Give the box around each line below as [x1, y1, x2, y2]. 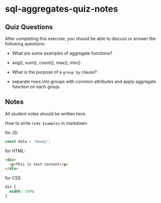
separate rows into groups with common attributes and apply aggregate [12, 79, 157, 84]
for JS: [5, 129, 18, 135]
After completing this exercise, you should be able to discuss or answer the [5, 36, 156, 41]
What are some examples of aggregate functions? [12, 50, 113, 56]
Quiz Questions [5, 23, 53, 31]
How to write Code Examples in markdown [5, 120, 88, 126]
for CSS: [5, 175, 22, 181]
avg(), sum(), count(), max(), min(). [12, 60, 82, 65]
